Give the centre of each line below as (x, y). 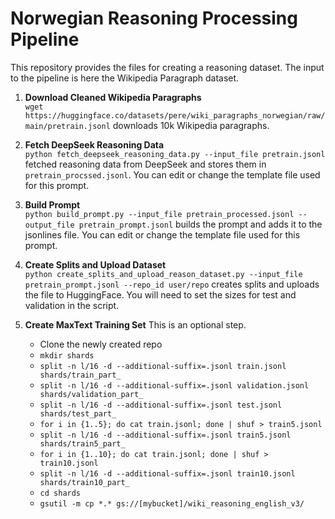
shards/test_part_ (78, 413)
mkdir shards (67, 355)
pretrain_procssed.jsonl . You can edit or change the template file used (172, 174)
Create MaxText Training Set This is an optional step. (135, 324)
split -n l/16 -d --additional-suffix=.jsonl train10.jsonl (167, 473)
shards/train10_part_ (84, 482)
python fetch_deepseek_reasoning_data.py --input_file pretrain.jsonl (175, 154)
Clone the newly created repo (101, 344)
